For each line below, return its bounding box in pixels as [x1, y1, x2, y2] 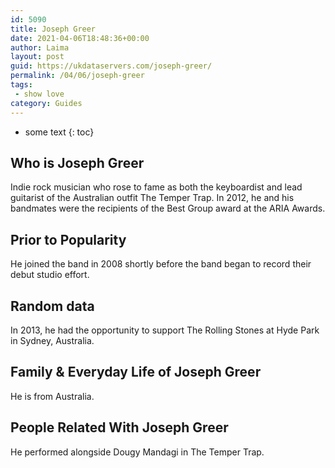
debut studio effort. [10, 269, 90, 281]
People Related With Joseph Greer [10, 419, 229, 436]
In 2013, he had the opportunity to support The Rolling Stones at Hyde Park [10, 324, 320, 336]
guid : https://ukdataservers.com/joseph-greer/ [10, 61, 213, 71]
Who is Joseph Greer [10, 154, 145, 171]
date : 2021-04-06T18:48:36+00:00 [10, 33, 150, 43]
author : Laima [10, 42, 70, 53]
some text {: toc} [24, 126, 95, 138]
